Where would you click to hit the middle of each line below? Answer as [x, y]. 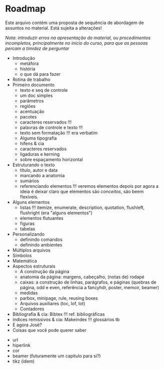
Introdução [24, 58]
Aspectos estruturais [34, 266]
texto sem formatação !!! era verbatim [59, 133]
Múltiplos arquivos [31, 250]
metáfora [29, 63]
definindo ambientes [41, 244]
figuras [27, 223]
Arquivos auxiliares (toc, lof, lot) [52, 303]
